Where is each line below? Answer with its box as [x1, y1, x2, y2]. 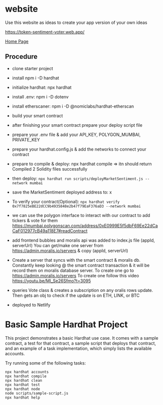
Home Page [5, 38, 29, 44]
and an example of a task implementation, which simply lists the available [5, 345, 152, 351]
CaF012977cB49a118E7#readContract [12, 228, 88, 233]
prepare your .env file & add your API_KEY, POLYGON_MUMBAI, [12, 132, 141, 137]
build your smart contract [12, 113, 63, 118]
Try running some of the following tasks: [5, 360, 86, 366]
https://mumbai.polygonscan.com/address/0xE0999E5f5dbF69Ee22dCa [12, 223, 158, 229]
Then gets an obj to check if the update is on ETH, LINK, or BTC [12, 292, 140, 298]
